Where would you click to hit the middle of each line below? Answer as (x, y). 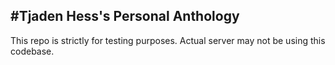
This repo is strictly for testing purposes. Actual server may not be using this (168, 40)
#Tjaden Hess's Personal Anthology (125, 16)
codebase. (32, 51)
